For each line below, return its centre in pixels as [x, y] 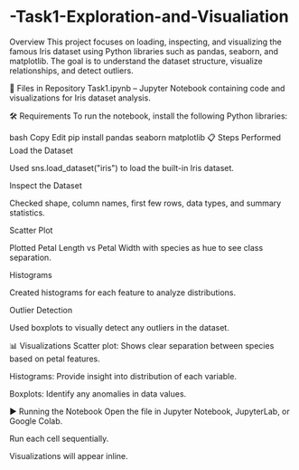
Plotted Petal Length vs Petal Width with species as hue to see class [136, 247]
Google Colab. [36, 421]
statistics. [27, 212]
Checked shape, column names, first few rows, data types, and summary [145, 203]
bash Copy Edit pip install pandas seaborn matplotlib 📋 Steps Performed [145, 137]
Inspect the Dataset [46, 185]
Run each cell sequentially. [59, 438]
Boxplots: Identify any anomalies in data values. [98, 393]
